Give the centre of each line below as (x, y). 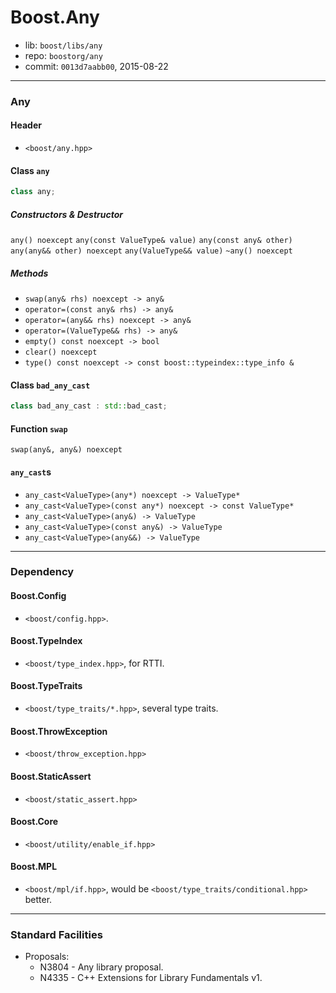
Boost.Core (34, 822)
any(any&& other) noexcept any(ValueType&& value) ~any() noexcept (151, 251)
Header (26, 125)
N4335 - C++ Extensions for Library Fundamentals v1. (151, 978)
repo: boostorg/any (63, 55)
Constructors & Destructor (67, 214)
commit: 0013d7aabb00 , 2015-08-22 (96, 66)
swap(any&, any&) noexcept (66, 450)
